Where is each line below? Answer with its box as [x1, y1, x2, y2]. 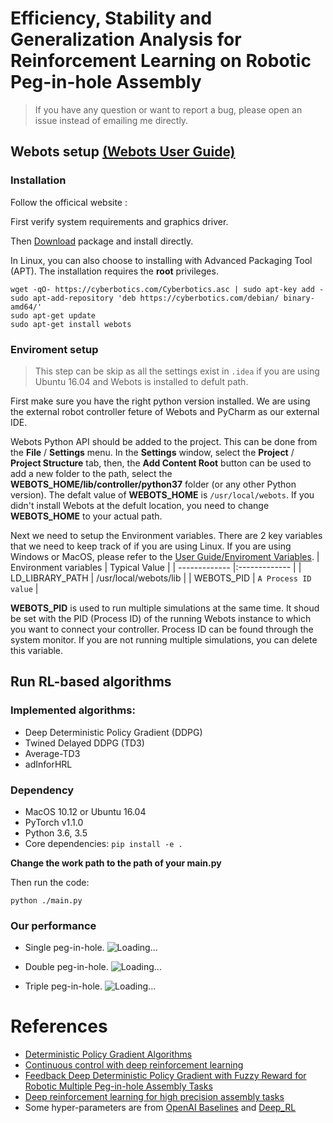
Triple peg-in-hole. [24, 980, 103, 992]
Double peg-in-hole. [24, 961, 109, 973]
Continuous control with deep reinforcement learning [24, 1059, 244, 1071]
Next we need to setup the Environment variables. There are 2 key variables [10, 529, 323, 541]
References [10, 1015, 108, 1038]
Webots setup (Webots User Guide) [10, 143, 236, 161]
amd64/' [10, 302, 43, 312]
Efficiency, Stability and [10, 7, 213, 30]
